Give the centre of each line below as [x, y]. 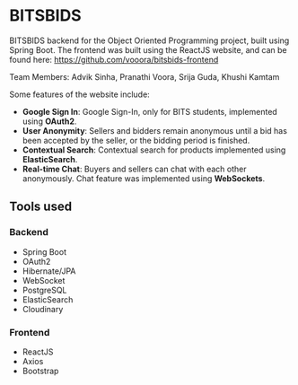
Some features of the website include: [79, 94]
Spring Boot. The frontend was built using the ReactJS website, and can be [148, 49]
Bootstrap [40, 371]
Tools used [41, 207]
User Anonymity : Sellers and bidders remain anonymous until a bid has [154, 130]
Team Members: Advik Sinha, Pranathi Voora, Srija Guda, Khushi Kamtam [145, 76]
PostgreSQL [44, 290]
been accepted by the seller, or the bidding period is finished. [136, 140]
